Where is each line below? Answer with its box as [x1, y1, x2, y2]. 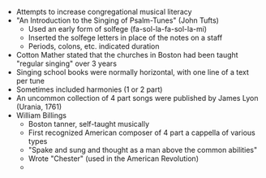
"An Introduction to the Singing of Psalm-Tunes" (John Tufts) [15, 15, 219, 25]
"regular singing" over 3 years [15, 59, 118, 68]
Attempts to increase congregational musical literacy [15, 7, 192, 16]
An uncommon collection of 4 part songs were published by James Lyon [15, 93, 259, 102]
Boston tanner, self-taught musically [28, 119, 150, 128]
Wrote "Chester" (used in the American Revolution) [28, 154, 199, 163]
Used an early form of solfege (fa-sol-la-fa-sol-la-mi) [28, 24, 208, 33]
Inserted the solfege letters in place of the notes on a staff [28, 33, 223, 42]
